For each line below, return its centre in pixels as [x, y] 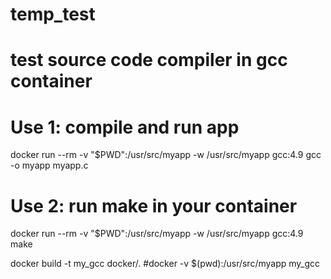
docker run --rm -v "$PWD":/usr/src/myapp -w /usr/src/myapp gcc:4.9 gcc [166, 155]
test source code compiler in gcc [149, 60]
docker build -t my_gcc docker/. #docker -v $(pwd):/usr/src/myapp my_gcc [165, 264]
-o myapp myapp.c [49, 165]
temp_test [53, 14]
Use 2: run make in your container [154, 205]
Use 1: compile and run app [125, 127]
